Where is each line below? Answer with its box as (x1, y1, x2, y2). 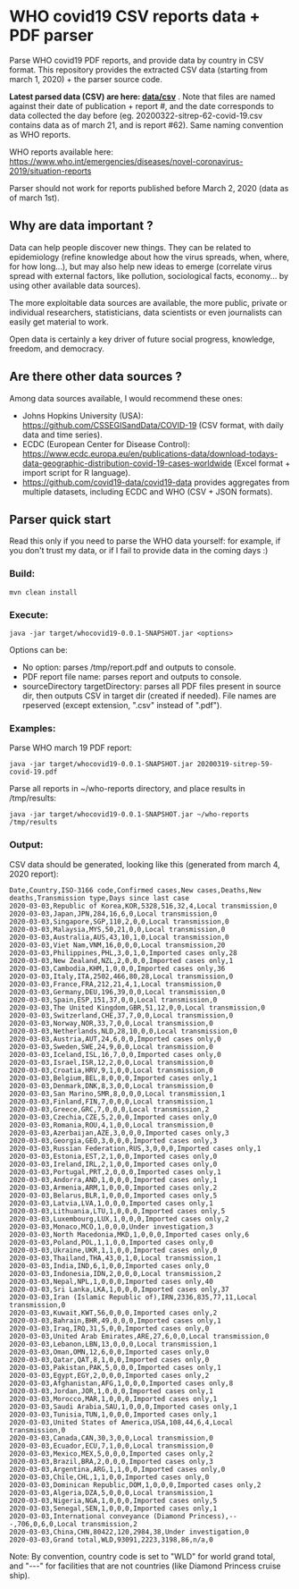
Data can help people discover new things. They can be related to (9, 241, 252, 252)
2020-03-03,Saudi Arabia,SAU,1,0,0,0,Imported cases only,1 (9, 1402, 238, 1411)
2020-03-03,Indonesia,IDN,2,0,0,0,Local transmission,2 (9, 1269, 221, 1278)
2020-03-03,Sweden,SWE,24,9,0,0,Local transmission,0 (9, 1042, 214, 1052)
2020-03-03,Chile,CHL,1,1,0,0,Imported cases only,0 (9, 1473, 210, 1482)
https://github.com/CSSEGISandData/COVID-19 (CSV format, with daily (21, 419, 284, 430)
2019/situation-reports (9, 165, 92, 176)
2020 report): (9, 868, 60, 879)
